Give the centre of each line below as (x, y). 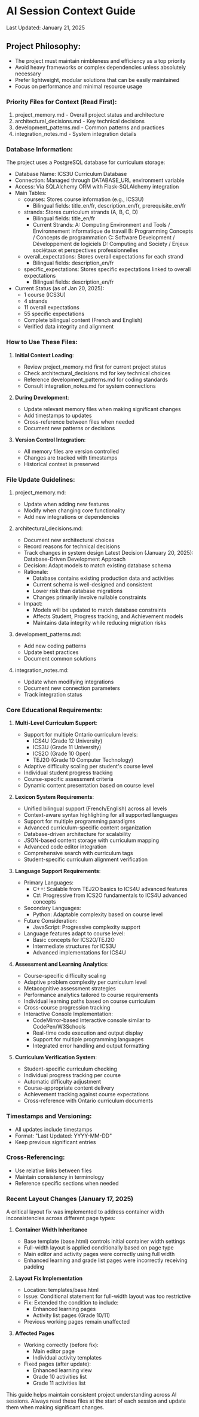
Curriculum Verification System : (56, 1057)
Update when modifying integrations (69, 682)
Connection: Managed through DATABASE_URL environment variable (99, 180)
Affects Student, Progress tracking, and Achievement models (108, 616)
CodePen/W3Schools (59, 1027)
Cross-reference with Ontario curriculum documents (88, 1101)
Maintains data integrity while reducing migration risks (99, 622)
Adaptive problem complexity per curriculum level (85, 982)
